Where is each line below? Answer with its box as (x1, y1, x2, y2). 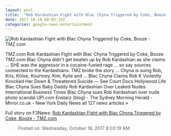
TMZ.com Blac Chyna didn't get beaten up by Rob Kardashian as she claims (5, 57, 165, 63)
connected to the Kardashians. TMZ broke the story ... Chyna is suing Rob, (5, 67, 163, 74)
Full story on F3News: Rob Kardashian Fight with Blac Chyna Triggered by (5, 110, 161, 116)
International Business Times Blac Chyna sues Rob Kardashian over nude (5, 89, 160, 95)
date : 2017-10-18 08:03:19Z (5, 17, 66, 22)
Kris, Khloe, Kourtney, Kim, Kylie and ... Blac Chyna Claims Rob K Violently (5, 73, 162, 79)
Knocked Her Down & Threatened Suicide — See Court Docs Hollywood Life (5, 78, 166, 84)
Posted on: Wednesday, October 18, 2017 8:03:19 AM (17, 125, 130, 131)
